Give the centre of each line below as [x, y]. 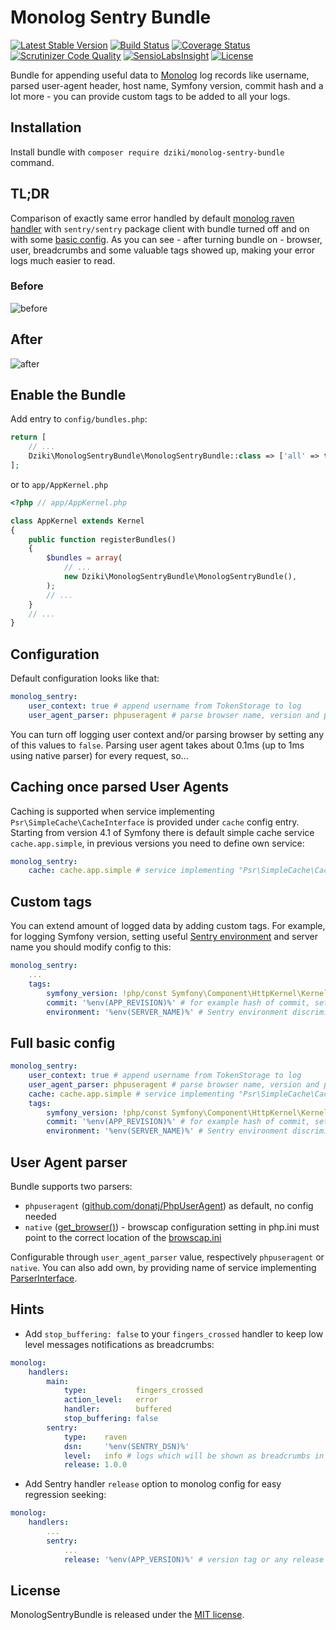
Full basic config [63, 1042]
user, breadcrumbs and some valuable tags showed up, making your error [163, 250]
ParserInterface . [44, 1278]
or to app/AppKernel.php [59, 484]
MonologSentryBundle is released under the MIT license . [127, 1615]
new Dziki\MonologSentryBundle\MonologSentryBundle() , [180, 577]
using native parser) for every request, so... [99, 755]
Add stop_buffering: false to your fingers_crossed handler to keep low [174, 1333]
